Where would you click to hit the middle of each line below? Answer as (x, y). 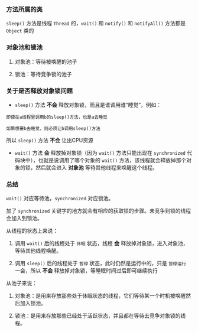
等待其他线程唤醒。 (38, 251)
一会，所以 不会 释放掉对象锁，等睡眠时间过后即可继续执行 (86, 271)
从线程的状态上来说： (32, 231)
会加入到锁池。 (24, 218)
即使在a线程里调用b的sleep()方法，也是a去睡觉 (57, 117)
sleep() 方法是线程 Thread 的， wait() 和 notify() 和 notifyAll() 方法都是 (96, 23)
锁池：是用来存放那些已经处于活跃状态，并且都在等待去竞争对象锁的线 (100, 316)
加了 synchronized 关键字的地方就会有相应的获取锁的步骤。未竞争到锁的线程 (98, 211)
